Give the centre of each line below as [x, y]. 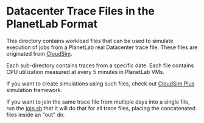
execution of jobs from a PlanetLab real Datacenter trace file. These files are [102, 47]
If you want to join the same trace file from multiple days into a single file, [98, 102]
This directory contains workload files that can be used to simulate [90, 41]
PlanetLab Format [52, 24]
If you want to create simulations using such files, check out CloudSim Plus [100, 84]
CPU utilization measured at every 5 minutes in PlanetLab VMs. [86, 71]
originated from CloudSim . [39, 53]
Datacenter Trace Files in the [81, 11]
